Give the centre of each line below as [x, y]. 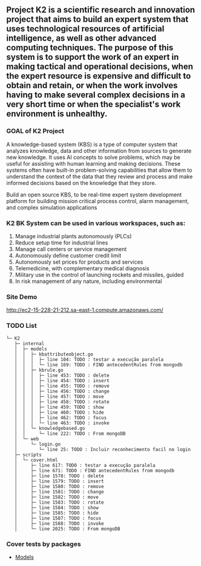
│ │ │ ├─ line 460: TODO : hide [59, 412]
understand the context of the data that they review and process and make [100, 176]
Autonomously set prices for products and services [79, 262]
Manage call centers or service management [71, 249]
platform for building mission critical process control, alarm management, [98, 201]
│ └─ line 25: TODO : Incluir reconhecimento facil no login [102, 449]
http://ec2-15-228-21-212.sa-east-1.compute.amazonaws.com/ [85, 310]
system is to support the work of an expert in [93, 57]
